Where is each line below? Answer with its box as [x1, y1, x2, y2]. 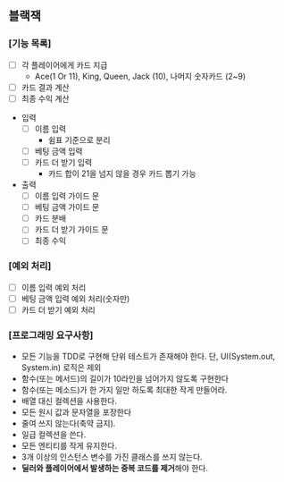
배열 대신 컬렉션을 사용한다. [21, 396, 118, 407]
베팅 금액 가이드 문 [34, 202, 100, 213]
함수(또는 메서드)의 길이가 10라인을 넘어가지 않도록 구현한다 [21, 374, 230, 385]
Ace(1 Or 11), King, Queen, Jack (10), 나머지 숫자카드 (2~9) [34, 71, 246, 81]
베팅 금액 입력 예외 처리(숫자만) [21, 293, 130, 304]
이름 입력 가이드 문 [34, 190, 100, 201]
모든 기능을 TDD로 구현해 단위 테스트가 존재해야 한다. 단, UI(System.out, [21, 351, 276, 362]
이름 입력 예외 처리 [21, 282, 87, 292]
